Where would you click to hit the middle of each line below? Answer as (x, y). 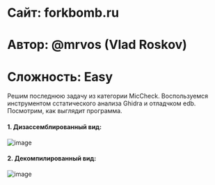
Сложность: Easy (60, 76)
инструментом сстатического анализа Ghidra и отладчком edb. (102, 103)
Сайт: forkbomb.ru (63, 13)
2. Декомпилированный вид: (52, 158)
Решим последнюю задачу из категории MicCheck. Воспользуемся (108, 96)
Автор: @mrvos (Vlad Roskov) (97, 45)
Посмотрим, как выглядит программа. (65, 111)
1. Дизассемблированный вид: (55, 126)
